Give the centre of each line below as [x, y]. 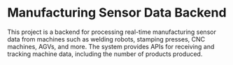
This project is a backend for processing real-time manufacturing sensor [112, 32]
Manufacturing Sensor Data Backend [117, 13]
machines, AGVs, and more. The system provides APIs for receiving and [111, 46]
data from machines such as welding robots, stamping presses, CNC [106, 39]
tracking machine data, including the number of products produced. [105, 54]
